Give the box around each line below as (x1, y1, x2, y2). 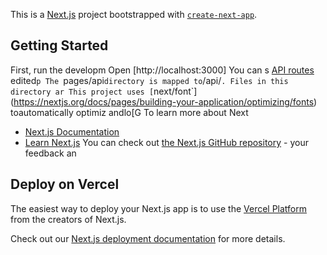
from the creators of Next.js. (10, 213, 127, 225)
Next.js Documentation (24, 125, 120, 138)
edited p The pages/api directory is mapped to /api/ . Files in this (10, 74, 289, 86)
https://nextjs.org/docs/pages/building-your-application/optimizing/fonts (13, 95, 315, 108)
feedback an (24, 147, 77, 159)
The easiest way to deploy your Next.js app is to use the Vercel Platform (10, 202, 308, 214)
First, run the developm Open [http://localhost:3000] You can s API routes (10, 64, 315, 76)
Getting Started (10, 37, 109, 54)
